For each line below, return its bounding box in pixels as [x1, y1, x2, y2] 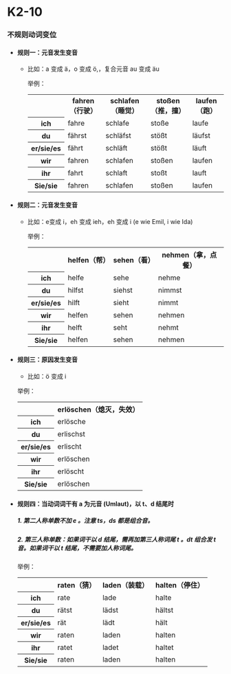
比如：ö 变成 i [27, 372, 67, 380]
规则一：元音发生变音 [16, 48, 78, 56]
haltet [155, 642, 174, 652]
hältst [155, 605, 174, 615]
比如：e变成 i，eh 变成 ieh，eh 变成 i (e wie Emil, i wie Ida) [27, 218, 193, 226]
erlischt [57, 442, 82, 451]
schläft [105, 143, 128, 153]
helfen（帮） [67, 256, 110, 265]
